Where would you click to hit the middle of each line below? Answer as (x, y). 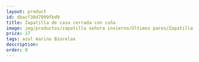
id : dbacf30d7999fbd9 (33, 17)
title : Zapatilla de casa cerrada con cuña (61, 22)
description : (22, 45)
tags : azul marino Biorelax (41, 39)
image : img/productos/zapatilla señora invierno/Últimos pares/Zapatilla (100, 28)
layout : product (26, 12)
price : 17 (18, 34)
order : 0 (17, 50)
